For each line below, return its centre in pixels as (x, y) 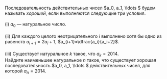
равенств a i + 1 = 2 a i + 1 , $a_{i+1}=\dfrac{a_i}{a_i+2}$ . (62, 42)
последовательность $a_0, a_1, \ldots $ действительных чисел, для (78, 66)
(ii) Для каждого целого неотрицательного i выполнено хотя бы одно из (83, 36)
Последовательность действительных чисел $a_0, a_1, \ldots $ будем (80, 8)
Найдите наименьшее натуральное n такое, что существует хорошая (80, 60)
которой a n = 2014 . (26, 72)
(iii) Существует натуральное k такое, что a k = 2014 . (62, 54)
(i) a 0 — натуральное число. (36, 24)
